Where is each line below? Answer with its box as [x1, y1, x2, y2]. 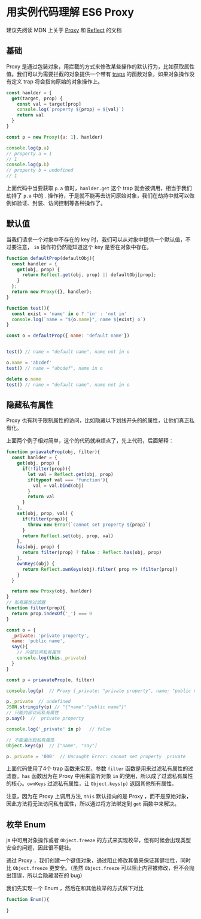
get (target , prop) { [11, 95, 63, 101]
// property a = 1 [6, 151, 52, 157]
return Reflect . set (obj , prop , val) [22, 532, 114, 539]
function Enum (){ [6, 897, 50, 903]
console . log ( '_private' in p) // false [6, 726, 111, 732]
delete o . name [6, 376, 42, 382]
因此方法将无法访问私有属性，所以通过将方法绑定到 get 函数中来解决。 [6, 800, 180, 807]
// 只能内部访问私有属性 [6, 710, 59, 716]
